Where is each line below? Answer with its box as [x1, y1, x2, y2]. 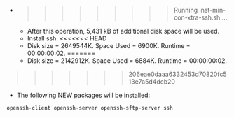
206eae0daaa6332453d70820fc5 [128, 70, 227, 78]
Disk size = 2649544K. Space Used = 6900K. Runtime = [27, 42, 191, 50]
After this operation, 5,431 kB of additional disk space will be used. [27, 27, 220, 35]
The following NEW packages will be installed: [16, 91, 151, 99]
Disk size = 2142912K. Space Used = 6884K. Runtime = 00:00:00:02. [27, 57, 228, 65]
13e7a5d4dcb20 [128, 78, 176, 86]
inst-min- [198, 6, 226, 14]
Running [173, 6, 198, 14]
